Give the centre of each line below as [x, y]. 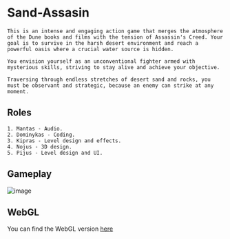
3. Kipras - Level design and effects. [64, 141]
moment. [18, 91]
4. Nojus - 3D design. [40, 146]
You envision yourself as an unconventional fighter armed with [101, 61]
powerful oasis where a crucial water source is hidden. [91, 49]
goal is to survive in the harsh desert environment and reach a [103, 43]
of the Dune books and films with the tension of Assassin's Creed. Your [115, 37]
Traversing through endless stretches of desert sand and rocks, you [109, 79]
